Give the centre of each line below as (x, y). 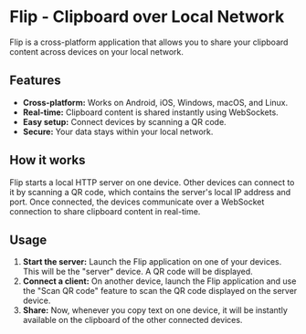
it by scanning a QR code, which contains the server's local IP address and (150, 192)
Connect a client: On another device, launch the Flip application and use (159, 281)
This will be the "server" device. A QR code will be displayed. (137, 272)
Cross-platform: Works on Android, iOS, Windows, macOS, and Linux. (155, 102)
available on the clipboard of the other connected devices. (132, 320)
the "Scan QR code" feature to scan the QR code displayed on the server (160, 291)
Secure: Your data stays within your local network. (118, 131)
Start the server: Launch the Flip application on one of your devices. (152, 262)
